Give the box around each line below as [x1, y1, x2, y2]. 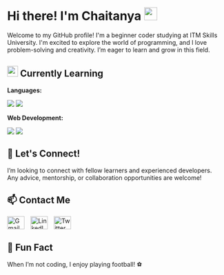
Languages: [7, 86, 43, 94]
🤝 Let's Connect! [7, 148, 81, 160]
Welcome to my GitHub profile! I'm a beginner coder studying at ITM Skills [7, 31, 218, 39]
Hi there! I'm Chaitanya [7, 8, 142, 24]
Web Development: [7, 114, 63, 122]
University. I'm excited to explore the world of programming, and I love [7, 38, 207, 46]
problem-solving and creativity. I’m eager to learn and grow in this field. [7, 45, 210, 54]
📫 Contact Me [7, 194, 71, 206]
